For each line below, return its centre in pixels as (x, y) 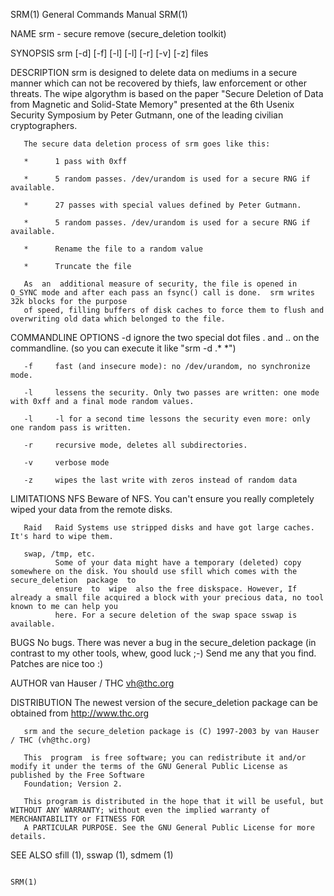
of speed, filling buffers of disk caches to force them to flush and (174, 310)
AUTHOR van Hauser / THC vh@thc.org (92, 683)
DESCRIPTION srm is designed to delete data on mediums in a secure (154, 72)
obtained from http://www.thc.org (80, 713)
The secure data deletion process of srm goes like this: (147, 144)
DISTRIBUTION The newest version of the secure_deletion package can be (164, 702)
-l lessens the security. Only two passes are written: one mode (171, 393)
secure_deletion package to (73, 580)
